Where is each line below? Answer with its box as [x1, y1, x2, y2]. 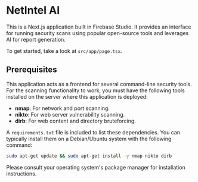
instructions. [6, 170, 37, 177]
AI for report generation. [6, 36, 66, 43]
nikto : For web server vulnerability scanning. [14, 111, 125, 118]
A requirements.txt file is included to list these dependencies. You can [6, 128, 181, 136]
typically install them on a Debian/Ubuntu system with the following [6, 135, 172, 142]
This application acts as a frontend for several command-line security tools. [6, 80, 192, 87]
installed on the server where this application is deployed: [6, 93, 148, 100]
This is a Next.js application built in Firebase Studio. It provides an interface [6, 23, 191, 30]
